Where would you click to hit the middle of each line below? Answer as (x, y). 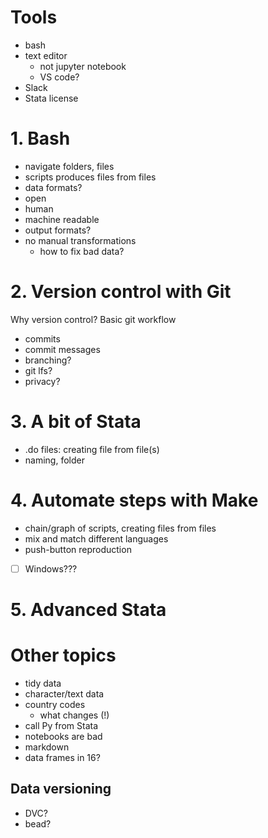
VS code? (59, 77)
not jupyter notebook (83, 66)
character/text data (64, 693)
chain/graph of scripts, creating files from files (120, 528)
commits (42, 338)
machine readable (62, 219)
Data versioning (61, 789)
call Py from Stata (61, 725)
